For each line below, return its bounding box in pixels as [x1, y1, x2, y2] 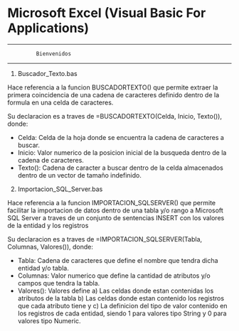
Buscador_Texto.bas [17, 69, 78, 77]
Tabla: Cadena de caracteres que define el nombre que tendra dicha [17, 256, 218, 264]
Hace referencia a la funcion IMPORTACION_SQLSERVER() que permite [7, 198, 216, 207]
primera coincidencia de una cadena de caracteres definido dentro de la [7, 90, 220, 99]
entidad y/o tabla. [17, 264, 69, 272]
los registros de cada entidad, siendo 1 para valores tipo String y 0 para [17, 309, 227, 318]
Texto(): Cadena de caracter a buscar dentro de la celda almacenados [17, 163, 224, 172]
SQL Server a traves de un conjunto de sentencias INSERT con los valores [7, 213, 225, 222]
